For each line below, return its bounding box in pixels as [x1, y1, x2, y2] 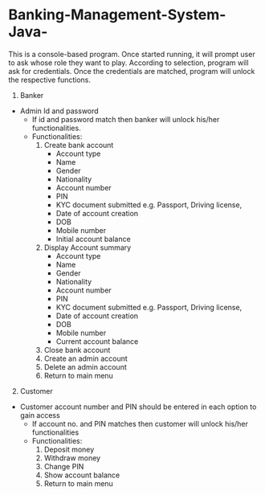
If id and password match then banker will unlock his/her [31, 114, 220, 124]
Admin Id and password [19, 106, 99, 116]
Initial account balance [55, 234, 131, 243]
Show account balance [43, 470, 120, 480]
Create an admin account [43, 354, 128, 363]
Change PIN [43, 461, 84, 471]
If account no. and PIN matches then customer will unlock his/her [31, 419, 249, 428]
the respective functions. [8, 75, 91, 84]
